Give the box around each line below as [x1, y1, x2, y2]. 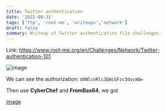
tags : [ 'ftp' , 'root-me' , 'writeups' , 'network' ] [6, 19, 128, 25]
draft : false [6, 25, 38, 31]
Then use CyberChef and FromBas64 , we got [6, 87, 119, 94]
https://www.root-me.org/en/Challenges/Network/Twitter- [19, 46, 160, 53]
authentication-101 [6, 53, 51, 60]
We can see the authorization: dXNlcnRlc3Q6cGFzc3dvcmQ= [6, 76, 144, 83]
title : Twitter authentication [6, 8, 83, 15]
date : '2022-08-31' [6, 14, 54, 20]
